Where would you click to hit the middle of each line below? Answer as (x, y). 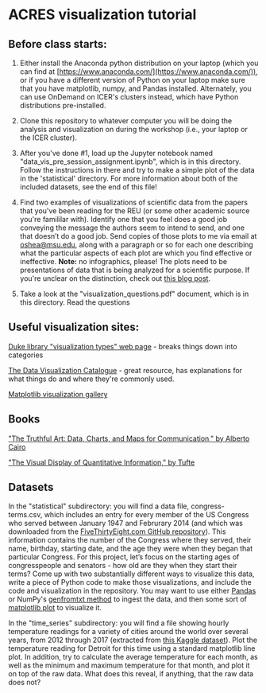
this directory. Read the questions (75, 302)
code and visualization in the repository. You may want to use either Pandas (132, 591)
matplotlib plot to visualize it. (55, 608)
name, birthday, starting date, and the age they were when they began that (131, 549)
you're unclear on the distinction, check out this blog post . (115, 278)
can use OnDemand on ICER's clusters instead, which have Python (129, 97)
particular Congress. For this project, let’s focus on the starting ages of (124, 557)
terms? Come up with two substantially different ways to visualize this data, (131, 574)
